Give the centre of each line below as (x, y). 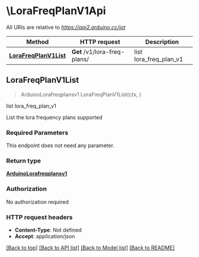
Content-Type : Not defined (48, 230)
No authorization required (38, 201)
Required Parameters (37, 132)
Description (162, 41)
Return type (24, 161)
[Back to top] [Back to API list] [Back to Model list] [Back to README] (90, 248)
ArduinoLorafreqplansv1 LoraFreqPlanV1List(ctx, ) (81, 94)
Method (38, 41)
